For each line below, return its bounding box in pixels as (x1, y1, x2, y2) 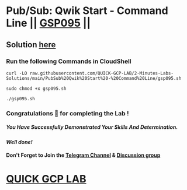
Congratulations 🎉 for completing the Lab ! (6, 109, 129, 117)
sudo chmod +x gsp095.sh (6, 86, 67, 92)
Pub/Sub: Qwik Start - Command (6, 4, 168, 17)
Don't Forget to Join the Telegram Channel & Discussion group (6, 152, 161, 159)
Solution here (6, 40, 56, 50)
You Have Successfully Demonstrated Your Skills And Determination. (6, 124, 178, 131)
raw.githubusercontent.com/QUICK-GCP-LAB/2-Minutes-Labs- (29, 70, 174, 76)
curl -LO (6, 70, 27, 76)
